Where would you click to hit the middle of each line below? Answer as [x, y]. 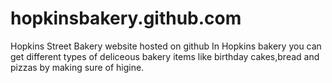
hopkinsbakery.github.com [126, 18]
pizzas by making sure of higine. [77, 67]
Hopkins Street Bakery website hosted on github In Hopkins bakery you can [166, 46]
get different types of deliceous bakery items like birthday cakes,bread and [165, 56]
